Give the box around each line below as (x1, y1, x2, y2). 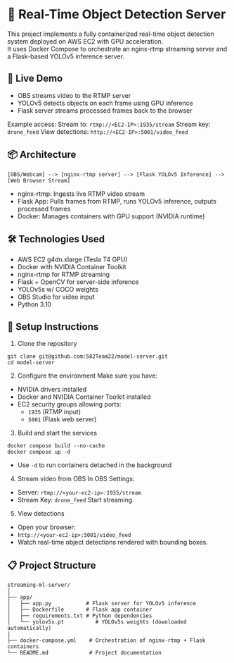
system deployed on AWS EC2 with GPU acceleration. (7, 37, 164, 45)
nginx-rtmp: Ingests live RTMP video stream (17, 190, 145, 198)
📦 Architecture (7, 149, 77, 161)
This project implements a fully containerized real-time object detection (7, 30, 214, 38)
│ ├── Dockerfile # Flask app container (7, 606, 152, 613)
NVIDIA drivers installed (17, 385, 87, 394)
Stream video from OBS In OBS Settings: (17, 475, 135, 483)
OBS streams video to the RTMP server (17, 91, 131, 99)
